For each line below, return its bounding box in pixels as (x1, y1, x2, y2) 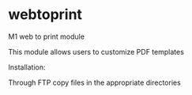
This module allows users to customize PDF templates (8, 47, 184, 56)
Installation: (8, 62, 46, 72)
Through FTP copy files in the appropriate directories (8, 78, 182, 87)
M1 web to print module (8, 32, 85, 41)
